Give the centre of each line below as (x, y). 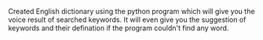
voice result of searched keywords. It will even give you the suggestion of (127, 20)
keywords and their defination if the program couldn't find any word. (119, 28)
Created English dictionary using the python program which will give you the (131, 11)
